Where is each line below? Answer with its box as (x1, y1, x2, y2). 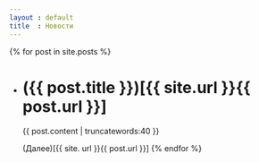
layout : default (9, 13, 74, 22)
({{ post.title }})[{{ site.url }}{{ (21, 77, 251, 98)
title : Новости (9, 21, 74, 30)
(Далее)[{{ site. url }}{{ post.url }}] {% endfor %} (21, 143, 203, 154)
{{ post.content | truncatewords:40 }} (21, 126, 160, 137)
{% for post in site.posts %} (9, 46, 112, 56)
